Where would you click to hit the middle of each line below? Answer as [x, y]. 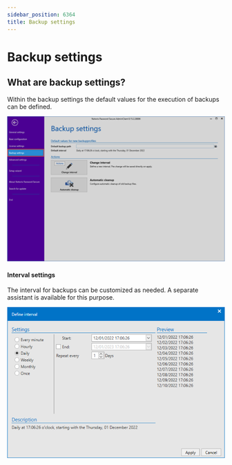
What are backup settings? [66, 83]
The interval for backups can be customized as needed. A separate [103, 290]
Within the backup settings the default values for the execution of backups [113, 99]
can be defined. [30, 107]
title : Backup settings [41, 22]
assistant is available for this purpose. [61, 298]
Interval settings [31, 275]
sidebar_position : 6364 [41, 15]
